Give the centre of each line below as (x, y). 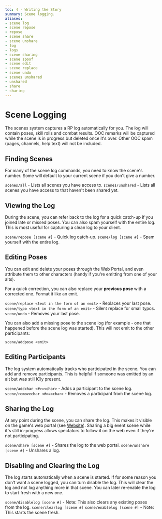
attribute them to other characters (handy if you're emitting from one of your (81, 274)
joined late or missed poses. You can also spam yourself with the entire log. (80, 222)
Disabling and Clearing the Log (52, 465)
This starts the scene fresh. (32, 513)
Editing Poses (26, 257)
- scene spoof (19, 59)
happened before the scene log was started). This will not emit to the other (80, 328)
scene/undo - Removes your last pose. (43, 313)
